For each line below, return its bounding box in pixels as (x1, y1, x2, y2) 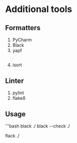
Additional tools (5, 4, 72, 15)
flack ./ (5, 133, 20, 139)
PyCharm (12, 37, 32, 43)
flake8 (12, 95, 26, 101)
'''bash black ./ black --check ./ (5, 123, 70, 129)
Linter (5, 76, 24, 85)
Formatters (5, 24, 41, 32)
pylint (12, 90, 24, 96)
